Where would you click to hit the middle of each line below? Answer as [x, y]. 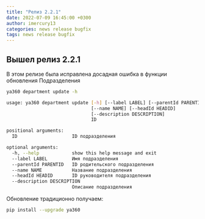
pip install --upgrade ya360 [43, 210]
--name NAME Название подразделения [72, 170]
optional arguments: [33, 148]
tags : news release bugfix [41, 35]
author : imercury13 [31, 23]
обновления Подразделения [43, 81]
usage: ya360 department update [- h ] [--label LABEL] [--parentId [92, 102]
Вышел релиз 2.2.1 [44, 59]
